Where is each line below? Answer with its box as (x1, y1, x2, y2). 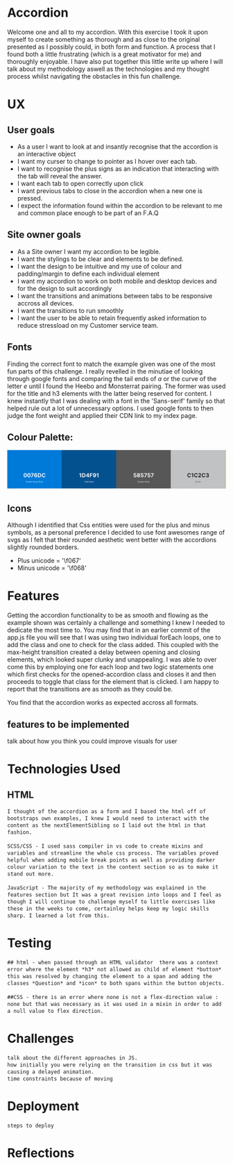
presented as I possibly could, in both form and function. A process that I (7, 42, 216, 51)
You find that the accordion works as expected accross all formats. (7, 698, 199, 707)
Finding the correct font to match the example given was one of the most (7, 360, 216, 368)
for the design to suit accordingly (17, 284, 112, 292)
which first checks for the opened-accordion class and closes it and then (7, 670, 216, 678)
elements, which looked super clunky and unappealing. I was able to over (7, 655, 217, 664)
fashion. (7, 829, 33, 836)
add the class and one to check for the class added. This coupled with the (7, 641, 219, 649)
